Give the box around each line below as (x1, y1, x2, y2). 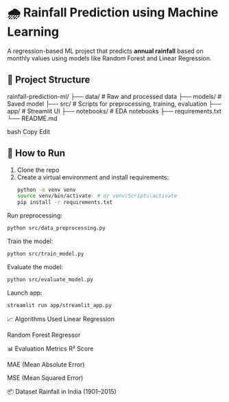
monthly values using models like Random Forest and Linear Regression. (7, 54, 212, 62)
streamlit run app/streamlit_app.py (7, 302, 112, 309)
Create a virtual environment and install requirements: (16, 172, 169, 181)
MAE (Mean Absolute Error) (7, 360, 85, 368)
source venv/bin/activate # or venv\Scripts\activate (16, 192, 178, 199)
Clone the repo (16, 166, 60, 174)
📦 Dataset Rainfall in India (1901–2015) (7, 387, 117, 395)
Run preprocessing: (7, 212, 63, 220)
